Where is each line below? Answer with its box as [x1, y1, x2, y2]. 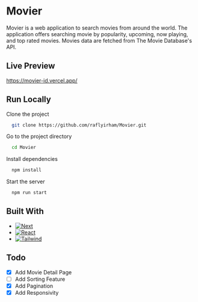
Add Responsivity [14, 289, 59, 296]
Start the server [6, 178, 45, 185]
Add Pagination [14, 282, 54, 289]
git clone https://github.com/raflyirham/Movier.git [11, 122, 147, 128]
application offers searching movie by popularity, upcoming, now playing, [6, 30, 188, 37]
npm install [11, 167, 42, 173]
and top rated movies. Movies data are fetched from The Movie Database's [6, 37, 193, 44]
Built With [6, 206, 44, 216]
